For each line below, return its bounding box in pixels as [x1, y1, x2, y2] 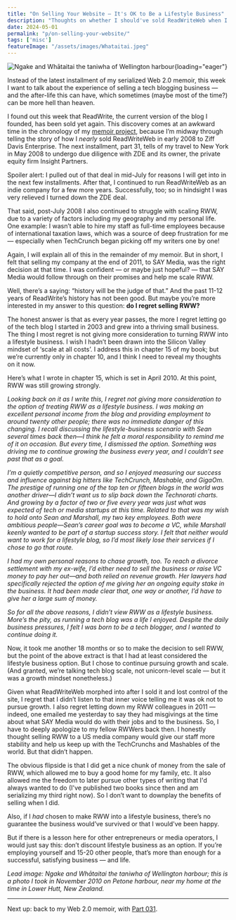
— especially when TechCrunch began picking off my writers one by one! [7, 237, 220, 245]
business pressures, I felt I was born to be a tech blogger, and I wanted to [7, 623, 221, 631]
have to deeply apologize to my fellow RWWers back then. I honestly [7, 725, 206, 733]
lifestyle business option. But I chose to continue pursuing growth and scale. [7, 659, 229, 667]
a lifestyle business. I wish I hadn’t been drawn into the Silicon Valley [7, 337, 206, 346]
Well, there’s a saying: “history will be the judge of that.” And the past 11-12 [7, 287, 223, 294]
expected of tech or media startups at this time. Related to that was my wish [7, 506, 229, 514]
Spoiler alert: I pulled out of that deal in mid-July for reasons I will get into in [7, 170, 227, 179]
